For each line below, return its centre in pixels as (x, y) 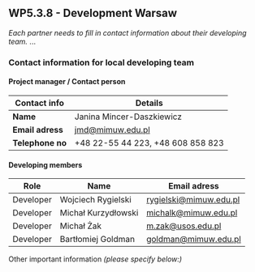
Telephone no (40, 142)
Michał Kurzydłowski (99, 213)
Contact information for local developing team (102, 62)
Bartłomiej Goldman (97, 240)
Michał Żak (81, 226)
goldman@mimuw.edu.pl (193, 240)
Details (149, 103)
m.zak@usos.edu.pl (184, 226)
